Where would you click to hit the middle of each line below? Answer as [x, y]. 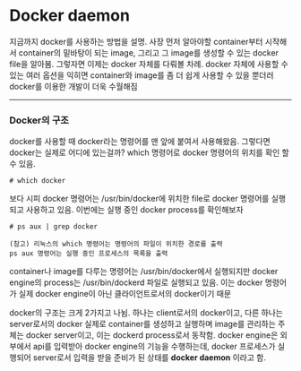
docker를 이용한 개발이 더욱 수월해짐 [73, 86]
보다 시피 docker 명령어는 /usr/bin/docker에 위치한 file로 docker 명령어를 [139, 199]
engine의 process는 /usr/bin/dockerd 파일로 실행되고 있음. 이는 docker [136, 282]
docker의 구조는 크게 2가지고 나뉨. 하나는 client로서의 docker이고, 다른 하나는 [146, 313]
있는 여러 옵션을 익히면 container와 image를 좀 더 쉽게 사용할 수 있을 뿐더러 [142, 75]
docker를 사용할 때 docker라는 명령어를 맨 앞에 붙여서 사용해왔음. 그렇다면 [140, 142]
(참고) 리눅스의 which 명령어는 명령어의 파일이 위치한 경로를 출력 [116, 244]
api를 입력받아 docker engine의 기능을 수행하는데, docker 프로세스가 [154, 347]
